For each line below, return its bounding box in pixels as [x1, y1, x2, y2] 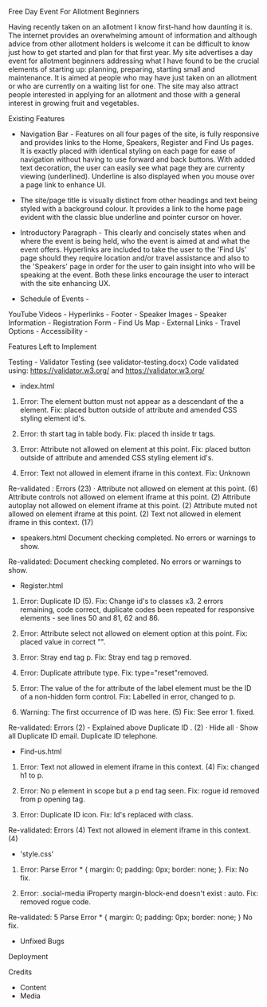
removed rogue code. [19, 897, 92, 907]
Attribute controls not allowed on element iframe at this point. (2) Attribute [8, 492, 251, 501]
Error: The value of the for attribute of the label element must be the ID [19, 684, 252, 692]
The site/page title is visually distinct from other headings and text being [19, 195, 257, 205]
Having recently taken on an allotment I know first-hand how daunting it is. [8, 22, 253, 31]
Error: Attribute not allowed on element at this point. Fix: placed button [19, 445, 251, 453]
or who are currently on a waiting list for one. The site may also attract [8, 81, 239, 91]
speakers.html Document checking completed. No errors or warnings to [19, 533, 257, 543]
